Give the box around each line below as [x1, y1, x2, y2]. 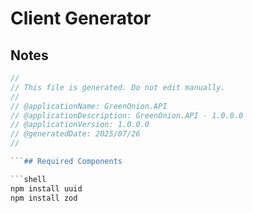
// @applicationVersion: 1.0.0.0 [10, 120, 150, 130]
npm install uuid [10, 183, 83, 194]
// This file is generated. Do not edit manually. [10, 82, 226, 92]
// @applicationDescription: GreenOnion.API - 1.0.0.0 [10, 110, 244, 121]
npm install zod [10, 193, 78, 203]
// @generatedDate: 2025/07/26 [10, 129, 141, 139]
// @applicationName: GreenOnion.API [10, 101, 168, 111]
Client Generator [10, 7, 152, 30]
